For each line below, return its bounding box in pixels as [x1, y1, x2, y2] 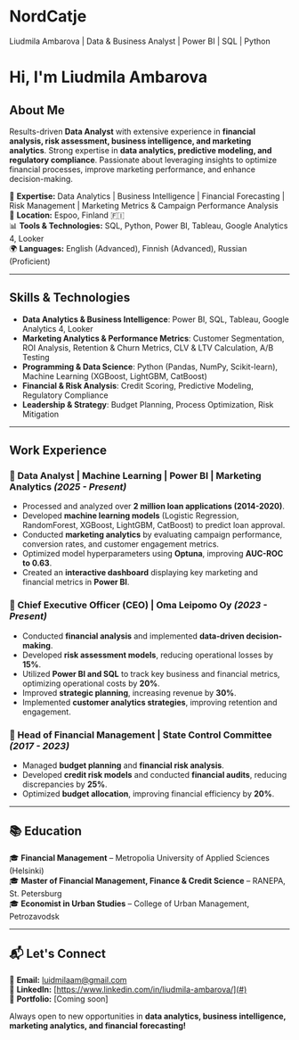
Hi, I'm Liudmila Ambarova [9, 67, 208, 87]
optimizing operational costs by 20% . [21, 678, 160, 689]
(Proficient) [9, 256, 51, 267]
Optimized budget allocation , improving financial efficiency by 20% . [21, 788, 275, 799]
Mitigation [21, 409, 60, 419]
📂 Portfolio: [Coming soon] [9, 993, 109, 1004]
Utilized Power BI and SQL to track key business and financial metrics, [21, 668, 280, 679]
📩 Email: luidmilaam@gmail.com [9, 974, 127, 985]
